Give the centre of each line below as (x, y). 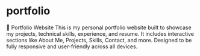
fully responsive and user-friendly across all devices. (72, 46)
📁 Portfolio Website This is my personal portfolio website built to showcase (99, 27)
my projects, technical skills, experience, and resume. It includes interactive (100, 33)
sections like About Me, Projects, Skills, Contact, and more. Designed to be (99, 40)
